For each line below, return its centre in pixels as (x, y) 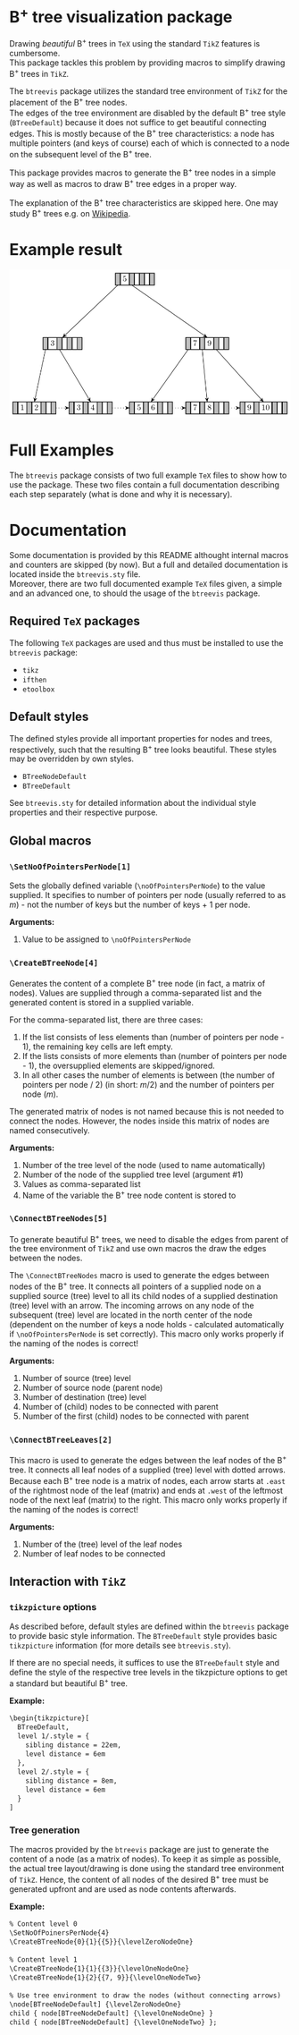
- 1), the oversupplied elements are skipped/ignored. (119, 1065)
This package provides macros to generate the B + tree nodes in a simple (143, 172)
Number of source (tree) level (76, 1378)
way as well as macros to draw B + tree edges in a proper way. (123, 182)
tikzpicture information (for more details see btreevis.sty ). (120, 1646)
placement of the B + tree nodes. (68, 101)
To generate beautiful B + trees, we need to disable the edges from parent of (149, 1238)
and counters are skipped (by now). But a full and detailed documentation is (149, 564)
